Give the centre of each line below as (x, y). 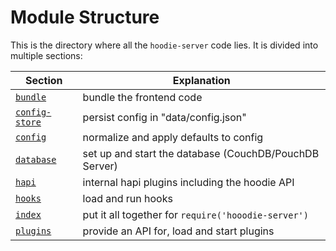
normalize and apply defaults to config (173, 137)
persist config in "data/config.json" (164, 117)
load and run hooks (127, 198)
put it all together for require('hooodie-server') (195, 214)
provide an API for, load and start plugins (178, 231)
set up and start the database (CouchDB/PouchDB (201, 153)
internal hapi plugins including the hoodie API (188, 182)
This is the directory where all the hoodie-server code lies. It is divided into (164, 45)
